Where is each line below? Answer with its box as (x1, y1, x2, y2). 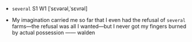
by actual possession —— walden (11, 29, 95, 36)
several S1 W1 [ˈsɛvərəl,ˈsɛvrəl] (11, 5, 88, 12)
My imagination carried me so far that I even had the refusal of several (11, 17, 186, 23)
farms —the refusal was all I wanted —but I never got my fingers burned (11, 23, 187, 30)
